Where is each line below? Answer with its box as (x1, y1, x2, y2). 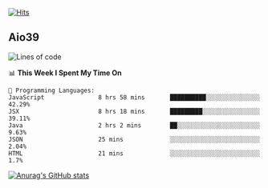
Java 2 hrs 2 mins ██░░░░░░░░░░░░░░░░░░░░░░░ (8, 121, 261, 130)
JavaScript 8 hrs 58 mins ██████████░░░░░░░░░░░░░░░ (8, 93, 261, 102)
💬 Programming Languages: (8, 86, 95, 94)
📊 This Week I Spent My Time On (8, 68, 122, 78)
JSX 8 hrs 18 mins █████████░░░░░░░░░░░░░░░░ (8, 107, 261, 115)
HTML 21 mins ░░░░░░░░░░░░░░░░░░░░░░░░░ (8, 149, 261, 158)
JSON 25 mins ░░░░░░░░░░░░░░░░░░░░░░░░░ (8, 135, 261, 143)
